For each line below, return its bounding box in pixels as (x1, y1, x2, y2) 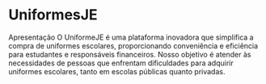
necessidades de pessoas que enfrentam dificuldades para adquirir (8, 58, 234, 68)
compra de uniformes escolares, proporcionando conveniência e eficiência (8, 40, 259, 50)
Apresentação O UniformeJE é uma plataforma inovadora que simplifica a (8, 32, 254, 42)
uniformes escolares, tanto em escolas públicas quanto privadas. (8, 66, 226, 76)
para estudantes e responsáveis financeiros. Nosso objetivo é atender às (8, 49, 251, 59)
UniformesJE (8, 6, 99, 24)
